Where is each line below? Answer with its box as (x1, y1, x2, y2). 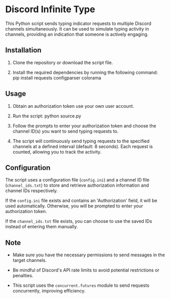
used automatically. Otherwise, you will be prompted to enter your (5, 203, 143, 209)
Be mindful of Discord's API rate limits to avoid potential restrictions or (12, 267, 160, 273)
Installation (5, 46, 42, 54)
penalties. (12, 273, 33, 279)
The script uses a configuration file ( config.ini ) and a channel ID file (5, 177, 150, 183)
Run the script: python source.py (12, 113, 81, 119)
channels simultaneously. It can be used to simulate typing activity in (5, 25, 149, 32)
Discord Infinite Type (5, 4, 95, 15)
